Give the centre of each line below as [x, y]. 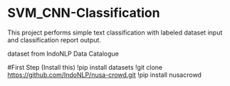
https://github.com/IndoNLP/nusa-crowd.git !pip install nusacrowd [104, 75]
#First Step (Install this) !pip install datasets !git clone [85, 67]
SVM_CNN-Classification [84, 13]
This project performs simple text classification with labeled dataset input [115, 32]
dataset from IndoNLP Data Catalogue [63, 54]
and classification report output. [54, 39]
